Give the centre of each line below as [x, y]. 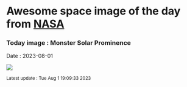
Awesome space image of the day [94, 11]
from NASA [35, 24]
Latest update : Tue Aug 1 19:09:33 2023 [49, 79]
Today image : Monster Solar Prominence [69, 43]
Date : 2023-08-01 [30, 56]
